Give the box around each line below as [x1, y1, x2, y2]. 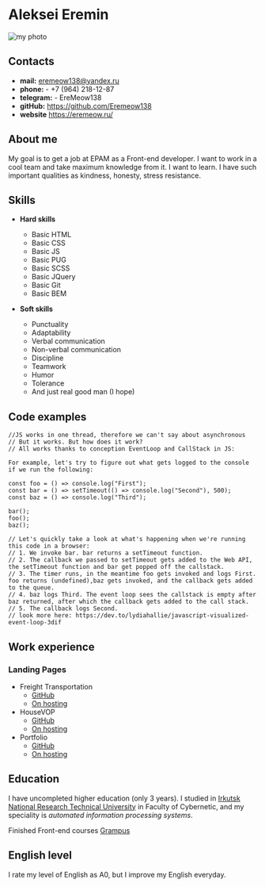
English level [8, 849, 73, 862]
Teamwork [31, 362, 66, 371]
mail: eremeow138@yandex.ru [19, 75, 120, 85]
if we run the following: [8, 466, 93, 474]
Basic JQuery [31, 272, 76, 282]
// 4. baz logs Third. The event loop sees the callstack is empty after [8, 591, 257, 599]
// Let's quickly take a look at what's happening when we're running [8, 536, 246, 543]
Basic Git [31, 280, 61, 290]
